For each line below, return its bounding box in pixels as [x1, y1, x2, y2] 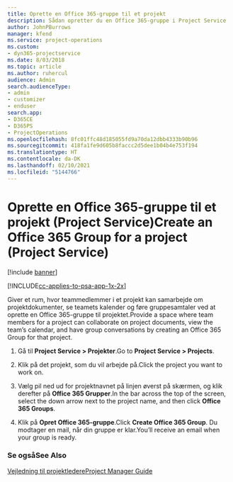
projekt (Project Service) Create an [7, 214, 213, 230]
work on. [17, 368, 44, 376]
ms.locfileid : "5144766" [7, 168, 81, 176]
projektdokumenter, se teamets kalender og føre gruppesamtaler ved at [7, 303, 216, 311]
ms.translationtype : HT [7, 149, 78, 156]
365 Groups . [17, 404, 55, 413]
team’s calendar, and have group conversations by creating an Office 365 [7, 325, 222, 334]
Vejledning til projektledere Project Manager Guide [7, 466, 153, 475]
